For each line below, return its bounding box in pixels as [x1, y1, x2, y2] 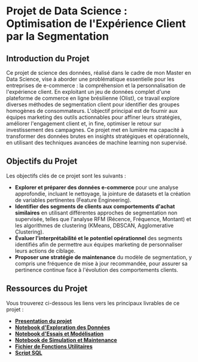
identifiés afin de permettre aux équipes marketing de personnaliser [14, 241, 183, 248]
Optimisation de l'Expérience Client [6, 17, 187, 30]
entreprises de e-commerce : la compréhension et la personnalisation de [6, 82, 186, 89]
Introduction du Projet [6, 53, 90, 63]
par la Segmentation [6, 30, 109, 43]
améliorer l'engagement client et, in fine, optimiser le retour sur [6, 120, 162, 127]
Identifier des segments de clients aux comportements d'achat [14, 203, 175, 210]
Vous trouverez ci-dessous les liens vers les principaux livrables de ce [6, 299, 180, 306]
